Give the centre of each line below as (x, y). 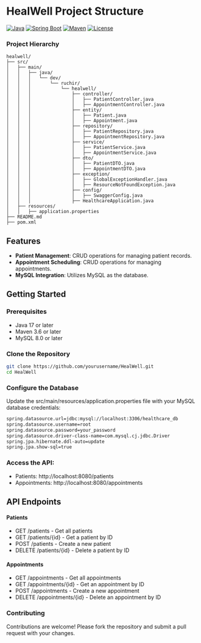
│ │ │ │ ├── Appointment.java (72, 121)
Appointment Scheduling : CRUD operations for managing (88, 262)
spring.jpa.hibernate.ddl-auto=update (55, 441)
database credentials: (33, 408)
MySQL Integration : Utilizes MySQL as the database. (82, 275)
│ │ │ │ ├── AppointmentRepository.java (86, 137)
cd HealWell (21, 372)
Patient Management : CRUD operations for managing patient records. (103, 256)
